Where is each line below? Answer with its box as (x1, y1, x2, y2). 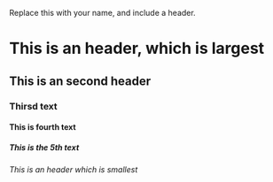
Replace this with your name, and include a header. (9, 8, 197, 18)
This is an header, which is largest (9, 39, 265, 58)
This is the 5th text (9, 141, 80, 153)
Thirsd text (9, 100, 58, 112)
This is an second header (9, 73, 152, 88)
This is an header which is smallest (9, 164, 138, 175)
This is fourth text (9, 122, 77, 133)
